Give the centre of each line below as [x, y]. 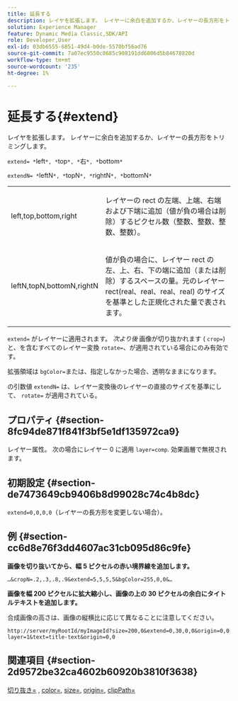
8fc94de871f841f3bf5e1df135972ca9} [93, 432]
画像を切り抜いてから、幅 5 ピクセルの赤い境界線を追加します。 [100, 566]
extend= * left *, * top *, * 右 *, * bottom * [65, 161]
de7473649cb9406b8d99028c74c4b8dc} [103, 494]
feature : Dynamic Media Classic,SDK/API [68, 34]
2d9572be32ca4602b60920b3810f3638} [103, 672]
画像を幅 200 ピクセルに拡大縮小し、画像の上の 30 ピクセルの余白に [107, 593]
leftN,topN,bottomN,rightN [55, 286]
